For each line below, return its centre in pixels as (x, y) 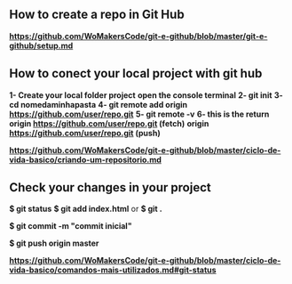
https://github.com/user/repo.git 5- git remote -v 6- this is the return (139, 114)
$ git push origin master (54, 243)
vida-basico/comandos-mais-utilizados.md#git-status (113, 270)
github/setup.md (41, 45)
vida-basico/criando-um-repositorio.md (86, 159)
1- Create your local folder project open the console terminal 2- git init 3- (146, 95)
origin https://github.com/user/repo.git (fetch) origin (109, 123)
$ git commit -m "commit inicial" (71, 226)
